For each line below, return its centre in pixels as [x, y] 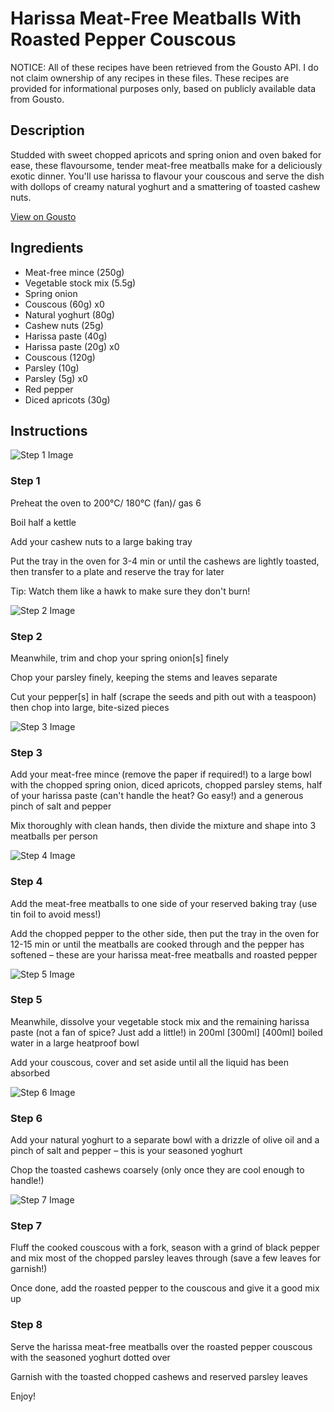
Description [47, 130]
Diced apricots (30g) [67, 399]
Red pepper [49, 389]
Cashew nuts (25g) [64, 325]
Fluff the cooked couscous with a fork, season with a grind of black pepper [165, 1248]
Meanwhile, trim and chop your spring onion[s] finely [119, 658]
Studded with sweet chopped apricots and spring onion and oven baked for [166, 154]
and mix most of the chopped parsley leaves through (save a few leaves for [166, 1258]
